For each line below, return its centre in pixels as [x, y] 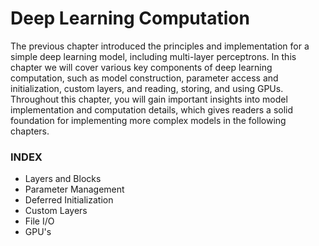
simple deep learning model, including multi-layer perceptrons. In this [153, 56]
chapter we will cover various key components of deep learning [141, 67]
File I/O [39, 221]
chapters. [30, 131]
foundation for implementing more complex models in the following [148, 120]
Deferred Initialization [69, 200]
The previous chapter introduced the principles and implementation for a [160, 46]
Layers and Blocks [63, 179]
